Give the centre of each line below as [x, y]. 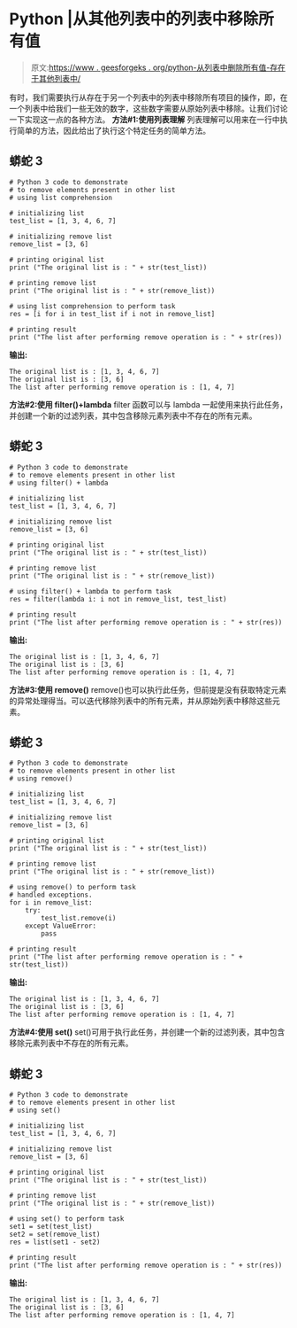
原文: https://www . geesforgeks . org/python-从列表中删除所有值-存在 [158, 67]
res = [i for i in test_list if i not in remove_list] [112, 314]
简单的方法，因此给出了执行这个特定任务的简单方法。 [113, 130]
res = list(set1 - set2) [55, 1242]
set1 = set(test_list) [51, 1227]
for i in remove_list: [51, 903]
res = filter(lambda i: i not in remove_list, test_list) [118, 599]
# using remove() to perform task [73, 888]
